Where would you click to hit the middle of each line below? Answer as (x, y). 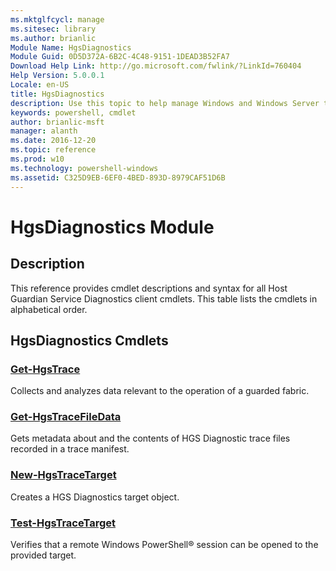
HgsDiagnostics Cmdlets (89, 340)
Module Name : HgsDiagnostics (71, 47)
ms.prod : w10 (37, 159)
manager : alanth (44, 131)
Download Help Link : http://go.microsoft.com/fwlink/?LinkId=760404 (156, 66)
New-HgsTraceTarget (63, 475)
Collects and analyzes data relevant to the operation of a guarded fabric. (160, 391)
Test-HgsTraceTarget (63, 523)
